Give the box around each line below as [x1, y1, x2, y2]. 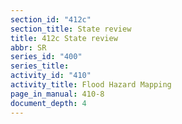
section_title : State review [10, 24, 132, 34]
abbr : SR [10, 42, 47, 53]
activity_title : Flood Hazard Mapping [10, 80, 172, 90]
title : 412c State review [10, 33, 118, 43]
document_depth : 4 [10, 98, 87, 108]
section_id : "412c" [10, 14, 92, 25]
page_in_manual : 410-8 [10, 89, 105, 99]
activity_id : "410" [10, 71, 92, 81]
